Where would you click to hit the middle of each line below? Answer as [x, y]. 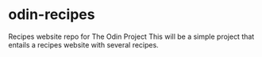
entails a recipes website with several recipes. [83, 44]
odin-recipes [52, 15]
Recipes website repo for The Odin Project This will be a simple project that [131, 36]
